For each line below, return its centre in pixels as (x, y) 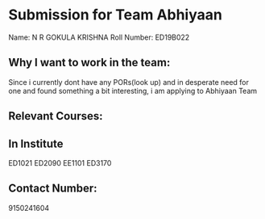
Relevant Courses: (56, 116)
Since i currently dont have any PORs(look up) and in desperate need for (129, 82)
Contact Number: (53, 189)
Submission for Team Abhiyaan (116, 15)
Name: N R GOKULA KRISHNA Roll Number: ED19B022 (99, 37)
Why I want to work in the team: (89, 63)
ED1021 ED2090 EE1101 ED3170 (60, 162)
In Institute (36, 143)
